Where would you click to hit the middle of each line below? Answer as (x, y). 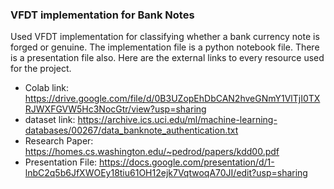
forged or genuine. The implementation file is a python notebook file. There (165, 47)
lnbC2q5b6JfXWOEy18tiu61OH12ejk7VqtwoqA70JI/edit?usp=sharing (166, 173)
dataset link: (50, 120)
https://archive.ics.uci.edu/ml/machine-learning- (177, 120)
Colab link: (46, 88)
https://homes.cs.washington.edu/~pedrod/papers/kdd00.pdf (152, 152)
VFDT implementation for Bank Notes (102, 15)
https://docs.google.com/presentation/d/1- (187, 162)
